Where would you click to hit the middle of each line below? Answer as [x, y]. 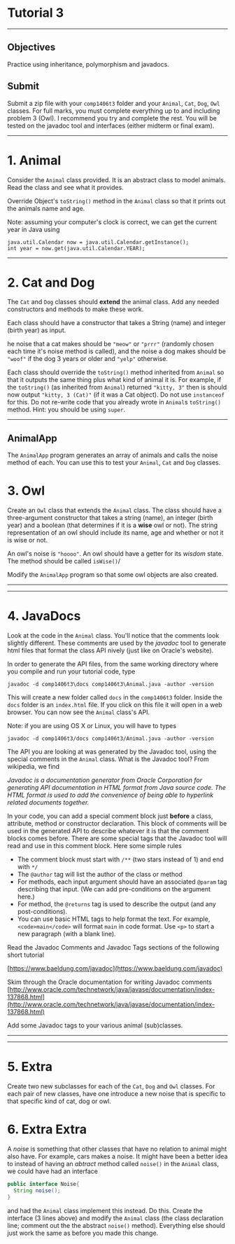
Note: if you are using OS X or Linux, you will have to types [92, 726]
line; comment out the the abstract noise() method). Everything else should [116, 1225]
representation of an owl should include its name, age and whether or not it [115, 533]
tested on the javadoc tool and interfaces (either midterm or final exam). [111, 125]
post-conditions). [42, 912]
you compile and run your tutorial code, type [71, 671]
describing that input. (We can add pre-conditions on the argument [114, 889]
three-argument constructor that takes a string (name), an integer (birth [110, 518]
